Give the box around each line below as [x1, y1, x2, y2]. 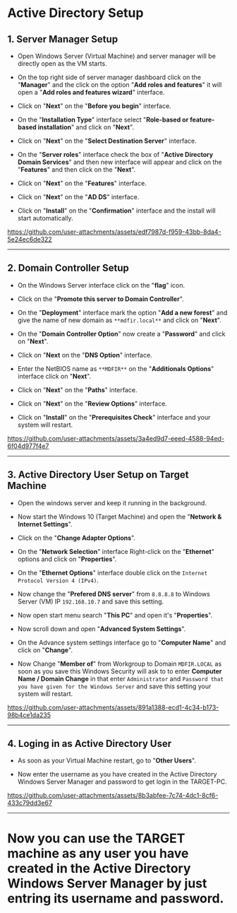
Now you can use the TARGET [7, 830, 186, 846]
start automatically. [17, 214, 73, 222]
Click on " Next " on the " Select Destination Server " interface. [17, 136, 197, 145]
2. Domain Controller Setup [7, 262, 129, 274]
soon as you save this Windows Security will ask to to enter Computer [17, 666, 222, 676]
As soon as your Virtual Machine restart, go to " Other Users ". [17, 756, 196, 765]
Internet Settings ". [17, 519, 73, 528]
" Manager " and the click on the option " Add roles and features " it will [17, 81, 222, 89]
